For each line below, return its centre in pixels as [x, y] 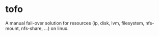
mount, [13, 28]
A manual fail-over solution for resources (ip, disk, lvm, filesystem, [75, 23]
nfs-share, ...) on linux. [45, 28]
